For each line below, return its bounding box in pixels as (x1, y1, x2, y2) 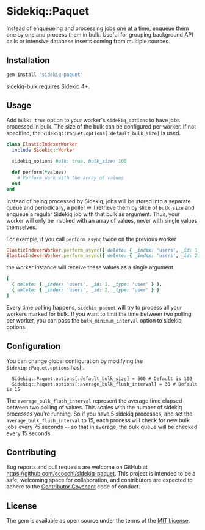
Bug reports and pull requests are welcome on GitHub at (6, 463, 148, 471)
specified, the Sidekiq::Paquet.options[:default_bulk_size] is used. (6, 130, 181, 137)
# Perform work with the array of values (17, 174, 124, 181)
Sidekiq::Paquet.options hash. (6, 364, 85, 371)
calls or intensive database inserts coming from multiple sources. (6, 37, 170, 45)
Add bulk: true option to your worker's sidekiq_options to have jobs (6, 116, 180, 124)
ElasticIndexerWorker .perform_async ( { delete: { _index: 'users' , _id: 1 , (6, 247, 201, 253)
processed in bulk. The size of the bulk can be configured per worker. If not (6, 123, 196, 130)
